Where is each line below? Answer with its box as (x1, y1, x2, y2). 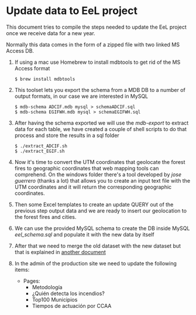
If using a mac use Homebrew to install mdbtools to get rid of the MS (14, 59, 181, 66)
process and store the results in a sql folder (14, 132, 120, 139)
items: (14, 266, 30, 273)
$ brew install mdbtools (14, 76, 75, 82)
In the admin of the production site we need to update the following (14, 259, 177, 267)
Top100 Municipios (32, 296, 78, 303)
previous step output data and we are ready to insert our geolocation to (14, 207, 187, 214)
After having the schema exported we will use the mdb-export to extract (14, 119, 189, 126)
